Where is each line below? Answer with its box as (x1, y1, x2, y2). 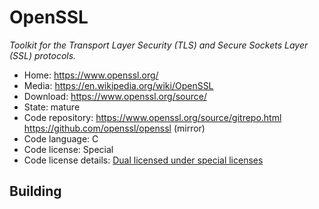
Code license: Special (23, 143, 114, 155)
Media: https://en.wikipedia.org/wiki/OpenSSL (23, 79, 214, 91)
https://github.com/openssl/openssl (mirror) (23, 122, 206, 134)
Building (9, 183, 62, 200)
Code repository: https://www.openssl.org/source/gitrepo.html (23, 111, 282, 123)
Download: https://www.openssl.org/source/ (23, 90, 207, 102)
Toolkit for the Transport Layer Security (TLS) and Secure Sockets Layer (9, 39, 309, 51)
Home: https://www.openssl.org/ (23, 69, 159, 81)
